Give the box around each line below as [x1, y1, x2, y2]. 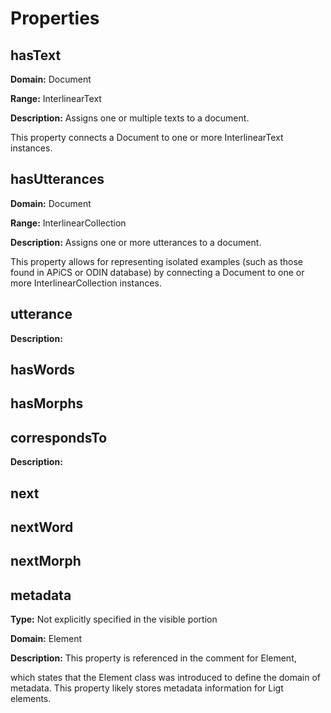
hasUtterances [10, 171, 105, 188]
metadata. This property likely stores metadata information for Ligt [10, 682, 284, 694]
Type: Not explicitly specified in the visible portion [10, 613, 218, 626]
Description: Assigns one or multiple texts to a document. [10, 112, 250, 124]
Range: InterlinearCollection [10, 217, 127, 229]
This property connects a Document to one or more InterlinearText [10, 132, 284, 143]
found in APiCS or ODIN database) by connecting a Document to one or [10, 266, 305, 278]
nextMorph [10, 553, 82, 570]
